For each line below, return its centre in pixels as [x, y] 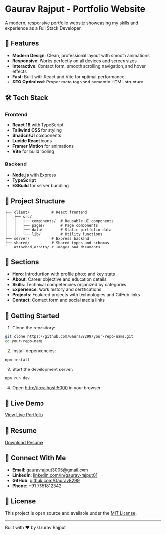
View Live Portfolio [24, 415]
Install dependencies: [34, 350]
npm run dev [17, 378]
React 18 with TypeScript [38, 125]
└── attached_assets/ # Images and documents [53, 247]
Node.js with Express [34, 175]
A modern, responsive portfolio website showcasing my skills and [72, 23]
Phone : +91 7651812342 [37, 486]
